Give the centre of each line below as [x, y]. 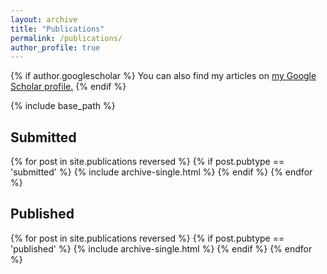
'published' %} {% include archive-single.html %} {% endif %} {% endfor [161, 248]
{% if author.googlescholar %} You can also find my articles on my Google [163, 76]
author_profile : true [55, 47]
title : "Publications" [57, 29]
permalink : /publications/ [66, 38]
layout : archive [44, 19]
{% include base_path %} [63, 106]
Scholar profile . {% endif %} [68, 87]
